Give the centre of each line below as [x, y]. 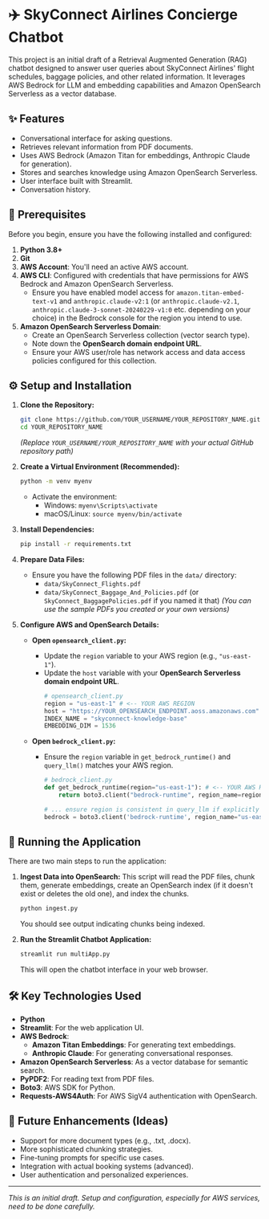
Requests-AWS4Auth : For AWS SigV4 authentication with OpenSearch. [139, 1096]
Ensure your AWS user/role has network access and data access [139, 352]
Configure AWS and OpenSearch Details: [89, 624]
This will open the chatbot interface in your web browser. [114, 970]
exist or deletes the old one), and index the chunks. [104, 894]
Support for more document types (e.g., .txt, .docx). [105, 1140]
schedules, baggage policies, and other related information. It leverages [127, 76]
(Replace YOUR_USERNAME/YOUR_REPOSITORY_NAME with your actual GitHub [137, 442]
